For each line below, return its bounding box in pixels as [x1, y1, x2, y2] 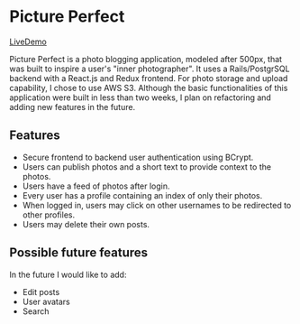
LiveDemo [9, 36, 47, 47]
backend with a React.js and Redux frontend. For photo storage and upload [9, 72, 288, 83]
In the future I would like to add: [9, 269, 127, 280]
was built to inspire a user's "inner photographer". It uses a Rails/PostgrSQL [9, 63, 290, 74]
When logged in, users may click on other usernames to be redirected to [22, 199, 292, 210]
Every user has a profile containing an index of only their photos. [22, 190, 263, 200]
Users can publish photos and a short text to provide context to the [22, 161, 272, 172]
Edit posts [22, 286, 60, 297]
